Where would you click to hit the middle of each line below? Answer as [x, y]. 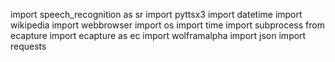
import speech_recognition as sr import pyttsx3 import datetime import [156, 14]
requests [28, 46]
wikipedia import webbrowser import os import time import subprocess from [167, 25]
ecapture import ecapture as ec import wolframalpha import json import [158, 35]
